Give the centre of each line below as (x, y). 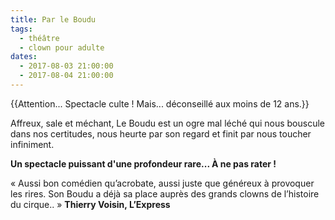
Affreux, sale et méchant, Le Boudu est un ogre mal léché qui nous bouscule (167, 123)
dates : (24, 57)
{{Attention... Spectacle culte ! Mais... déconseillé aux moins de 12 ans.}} (160, 103)
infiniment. (32, 144)
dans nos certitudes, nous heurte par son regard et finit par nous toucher (161, 133)
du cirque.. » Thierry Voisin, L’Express (90, 204)
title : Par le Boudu (53, 19)
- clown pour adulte (62, 47)
